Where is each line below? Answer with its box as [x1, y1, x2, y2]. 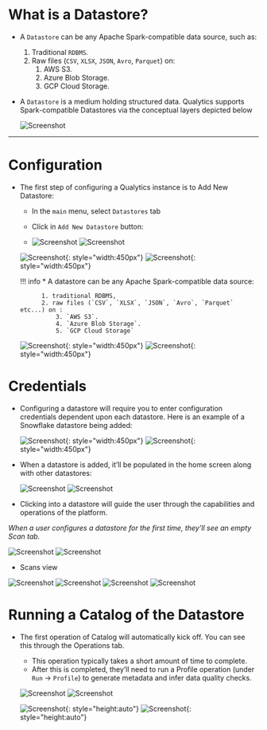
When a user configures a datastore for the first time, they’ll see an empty [8, 523, 252, 532]
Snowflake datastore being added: [19, 420, 133, 430]
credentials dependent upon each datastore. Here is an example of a [19, 412, 245, 422]
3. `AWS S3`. [55, 312, 99, 320]
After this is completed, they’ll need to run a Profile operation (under [31, 664, 255, 674]
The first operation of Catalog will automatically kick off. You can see [19, 632, 246, 642]
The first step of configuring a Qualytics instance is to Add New [19, 182, 229, 192]
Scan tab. [8, 532, 41, 541]
